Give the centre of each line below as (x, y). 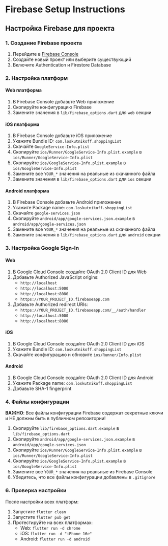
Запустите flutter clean (39, 511)
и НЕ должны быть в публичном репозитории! (55, 419)
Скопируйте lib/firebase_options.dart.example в (66, 428)
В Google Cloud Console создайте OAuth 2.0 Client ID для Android (83, 378)
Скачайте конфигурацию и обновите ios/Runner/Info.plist (77, 355)
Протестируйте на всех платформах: (53, 522)
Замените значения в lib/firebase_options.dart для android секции (87, 235)
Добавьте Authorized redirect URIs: (50, 304)
